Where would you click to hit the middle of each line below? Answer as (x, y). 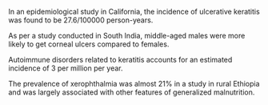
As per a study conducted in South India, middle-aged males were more (127, 36)
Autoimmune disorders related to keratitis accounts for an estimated (120, 60)
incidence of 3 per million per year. (66, 68)
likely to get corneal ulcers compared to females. (89, 44)
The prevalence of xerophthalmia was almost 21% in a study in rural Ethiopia (134, 84)
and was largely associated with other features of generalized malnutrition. (132, 92)
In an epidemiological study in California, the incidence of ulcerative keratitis (134, 12)
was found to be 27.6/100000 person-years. (81, 20)
